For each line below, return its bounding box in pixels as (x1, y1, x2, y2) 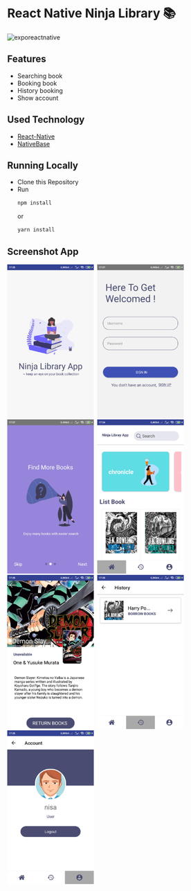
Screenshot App (7, 245, 79, 257)
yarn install (17, 227, 55, 233)
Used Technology (7, 114, 85, 125)
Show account (17, 94, 59, 102)
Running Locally (7, 159, 78, 171)
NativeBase (17, 139, 51, 148)
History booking (17, 86, 64, 94)
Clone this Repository (17, 178, 79, 186)
